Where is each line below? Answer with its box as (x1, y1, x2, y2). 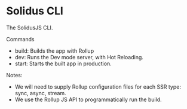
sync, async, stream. (14, 89, 67, 96)
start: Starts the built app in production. (14, 60, 112, 67)
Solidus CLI (6, 4, 64, 18)
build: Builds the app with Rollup (14, 47, 94, 54)
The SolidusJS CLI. (6, 24, 53, 31)
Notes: (6, 71, 23, 78)
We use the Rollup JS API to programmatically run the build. (14, 96, 163, 103)
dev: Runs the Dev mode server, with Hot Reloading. (14, 53, 143, 60)
